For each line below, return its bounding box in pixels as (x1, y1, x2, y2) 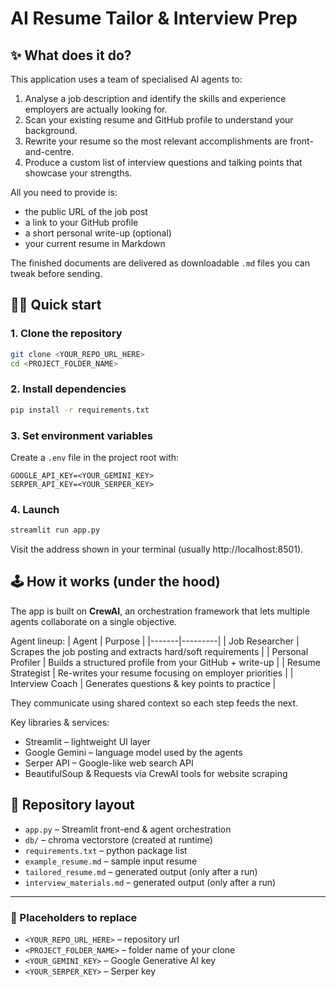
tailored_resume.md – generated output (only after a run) (24, 865, 258, 877)
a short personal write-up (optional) (24, 227, 172, 239)
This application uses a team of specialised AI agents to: (10, 73, 243, 85)
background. (24, 125, 78, 136)
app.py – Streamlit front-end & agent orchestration (24, 823, 232, 835)
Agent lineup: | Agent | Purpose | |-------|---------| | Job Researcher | (10, 635, 300, 647)
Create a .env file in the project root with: (10, 451, 180, 463)
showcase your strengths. (24, 167, 133, 179)
